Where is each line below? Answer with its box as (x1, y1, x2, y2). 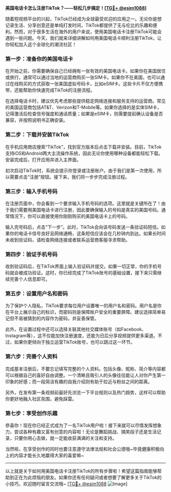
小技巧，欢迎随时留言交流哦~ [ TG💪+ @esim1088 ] (5, 481, 128, 487)
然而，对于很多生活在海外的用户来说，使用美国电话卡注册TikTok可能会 (14, 29, 162, 35)
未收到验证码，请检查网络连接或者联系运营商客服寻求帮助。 (5, 237, 130, 243)
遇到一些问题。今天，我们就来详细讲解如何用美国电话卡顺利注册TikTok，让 (5, 35, 162, 41)
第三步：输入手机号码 (5, 188, 58, 195)
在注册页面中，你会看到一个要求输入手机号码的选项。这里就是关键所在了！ (5, 200, 161, 206)
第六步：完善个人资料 (5, 353, 58, 360)
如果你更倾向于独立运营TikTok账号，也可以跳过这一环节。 (14, 339, 135, 345)
